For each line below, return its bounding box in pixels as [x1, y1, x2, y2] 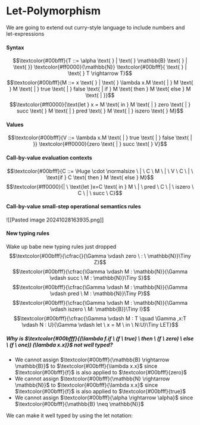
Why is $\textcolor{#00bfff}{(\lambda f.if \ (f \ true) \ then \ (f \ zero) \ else [6, 335, 194, 342]
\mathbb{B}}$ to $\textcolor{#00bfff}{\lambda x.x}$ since [14, 362, 158, 370]
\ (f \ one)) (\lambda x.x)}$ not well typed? [6, 341, 113, 348]
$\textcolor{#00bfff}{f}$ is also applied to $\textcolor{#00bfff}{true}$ [14, 387, 186, 395]
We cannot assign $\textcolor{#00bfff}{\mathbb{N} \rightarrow [14, 375, 170, 382]
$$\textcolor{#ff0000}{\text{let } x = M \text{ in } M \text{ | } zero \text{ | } [9, 101, 191, 108]
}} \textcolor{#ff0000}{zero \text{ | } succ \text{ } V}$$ [32, 140, 168, 148]
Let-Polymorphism [6, 4, 101, 18]
